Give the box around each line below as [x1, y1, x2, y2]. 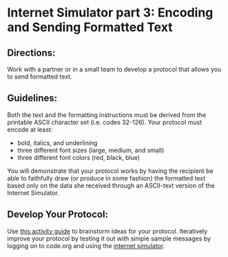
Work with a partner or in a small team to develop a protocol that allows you [7, 65, 222, 73]
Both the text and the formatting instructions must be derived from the [7, 110, 207, 119]
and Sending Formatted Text [7, 19, 174, 35]
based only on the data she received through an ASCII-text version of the [7, 181, 215, 189]
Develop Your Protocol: [7, 209, 109, 220]
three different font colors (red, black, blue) [17, 153, 140, 161]
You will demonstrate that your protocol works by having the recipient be [7, 167, 214, 175]
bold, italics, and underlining [17, 138, 98, 147]
